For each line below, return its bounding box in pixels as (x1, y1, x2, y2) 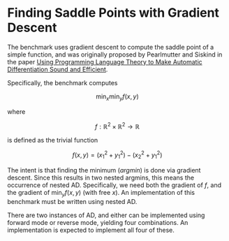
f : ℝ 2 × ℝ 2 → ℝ (95, 121, 140, 131)
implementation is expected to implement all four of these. (7, 226, 175, 234)
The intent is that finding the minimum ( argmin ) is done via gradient (7, 166, 201, 174)
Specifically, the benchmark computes (7, 78, 118, 87)
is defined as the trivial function (7, 136, 98, 145)
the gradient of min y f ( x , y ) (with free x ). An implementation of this (7, 188, 195, 198)
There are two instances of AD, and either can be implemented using (7, 211, 205, 219)
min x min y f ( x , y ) (95, 92, 140, 102)
